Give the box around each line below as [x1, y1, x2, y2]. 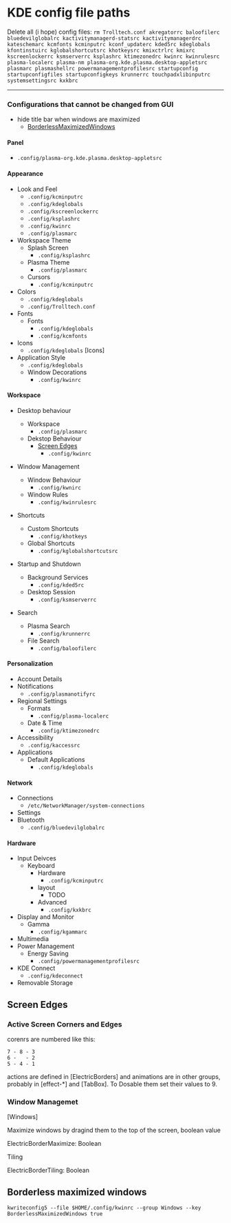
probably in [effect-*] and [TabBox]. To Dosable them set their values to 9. [7, 1080, 218, 1089]
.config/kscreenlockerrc [27, 208, 99, 215]
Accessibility [16, 734, 54, 742]
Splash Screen [27, 243, 69, 252]
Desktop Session [27, 587, 76, 596]
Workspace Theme [16, 236, 71, 244]
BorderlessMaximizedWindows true [7, 1211, 103, 1217]
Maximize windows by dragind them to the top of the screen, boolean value [7, 1126, 221, 1135]
